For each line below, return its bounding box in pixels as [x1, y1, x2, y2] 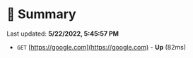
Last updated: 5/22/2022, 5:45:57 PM [6, 29, 119, 38]
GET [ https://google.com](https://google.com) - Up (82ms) [16, 43, 187, 51]
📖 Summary [6, 6, 76, 22]
